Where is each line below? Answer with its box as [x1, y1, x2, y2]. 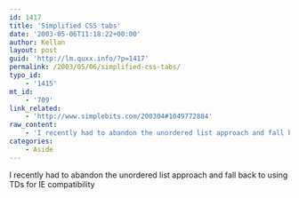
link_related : [9, 104, 62, 113]
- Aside [25, 145, 53, 154]
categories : [9, 137, 53, 146]
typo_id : [9, 71, 42, 80]
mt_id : [9, 87, 34, 96]
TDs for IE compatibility [9, 178, 95, 189]
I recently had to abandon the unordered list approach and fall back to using [9, 170, 288, 180]
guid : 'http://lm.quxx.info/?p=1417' [9, 54, 149, 63]
